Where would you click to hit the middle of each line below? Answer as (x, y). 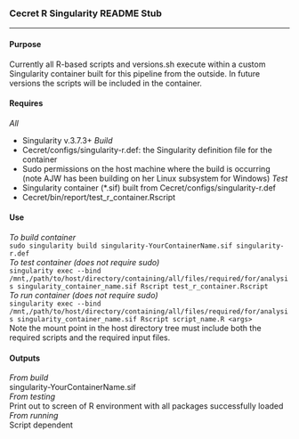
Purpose (25, 44)
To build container (43, 237)
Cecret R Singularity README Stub (85, 13)
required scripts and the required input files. (90, 337)
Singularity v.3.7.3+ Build (67, 140)
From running (34, 416)
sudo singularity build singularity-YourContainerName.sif (121, 246)
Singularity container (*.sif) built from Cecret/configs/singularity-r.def (149, 187)
